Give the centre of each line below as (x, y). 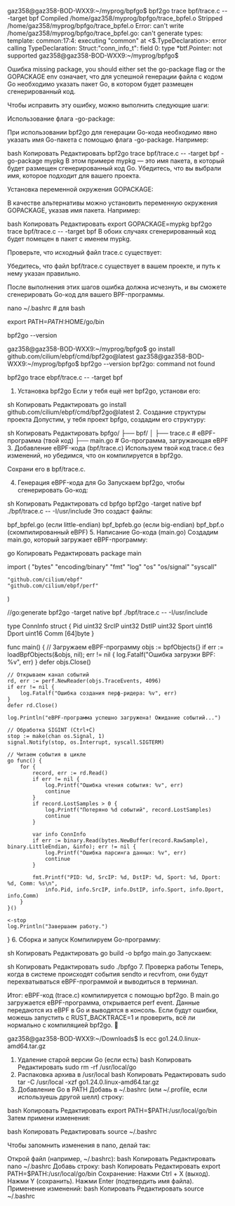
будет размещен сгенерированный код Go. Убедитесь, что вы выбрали (114, 168)
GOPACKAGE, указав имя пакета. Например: (74, 210)
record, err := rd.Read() (70, 773)
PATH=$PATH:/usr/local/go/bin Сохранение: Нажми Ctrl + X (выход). (109, 1174)
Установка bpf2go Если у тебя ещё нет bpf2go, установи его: (109, 391)
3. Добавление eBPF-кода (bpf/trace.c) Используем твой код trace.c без (116, 448)
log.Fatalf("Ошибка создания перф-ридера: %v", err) (99, 693)
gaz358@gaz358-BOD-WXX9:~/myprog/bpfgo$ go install (91, 349)
